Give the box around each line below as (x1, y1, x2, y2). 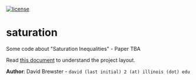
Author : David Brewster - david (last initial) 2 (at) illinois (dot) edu (6, 68, 190, 75)
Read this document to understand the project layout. (6, 56, 135, 64)
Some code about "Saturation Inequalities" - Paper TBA (6, 45, 141, 52)
